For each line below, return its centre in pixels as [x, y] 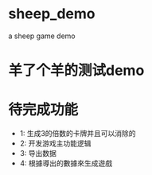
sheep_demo [52, 14]
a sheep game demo [42, 36]
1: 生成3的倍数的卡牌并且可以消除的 [78, 134]
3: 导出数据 [38, 154]
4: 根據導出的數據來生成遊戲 [66, 163]
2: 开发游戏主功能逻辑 [55, 143]
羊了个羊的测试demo [76, 70]
